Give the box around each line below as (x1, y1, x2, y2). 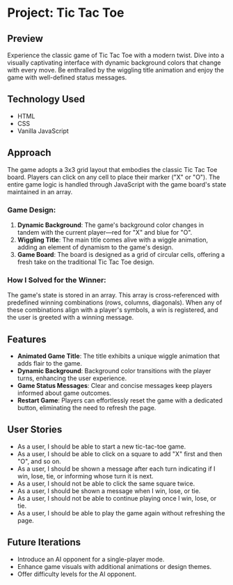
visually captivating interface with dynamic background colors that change (7, 58, 221, 67)
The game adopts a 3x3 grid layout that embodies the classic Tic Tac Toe (7, 165, 218, 173)
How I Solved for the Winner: (7, 275, 106, 285)
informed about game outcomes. (17, 389, 111, 398)
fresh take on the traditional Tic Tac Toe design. (17, 258, 154, 266)
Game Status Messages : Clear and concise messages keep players (17, 382, 213, 390)
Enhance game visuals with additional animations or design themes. (17, 562, 212, 570)
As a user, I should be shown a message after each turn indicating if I (17, 465, 216, 473)
